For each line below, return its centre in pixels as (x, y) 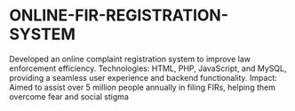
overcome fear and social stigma (69, 96)
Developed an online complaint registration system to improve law (130, 59)
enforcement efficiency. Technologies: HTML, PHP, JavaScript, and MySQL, (148, 68)
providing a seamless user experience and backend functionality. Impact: (144, 77)
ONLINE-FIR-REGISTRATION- (119, 16)
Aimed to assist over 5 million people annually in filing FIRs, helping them (142, 87)
